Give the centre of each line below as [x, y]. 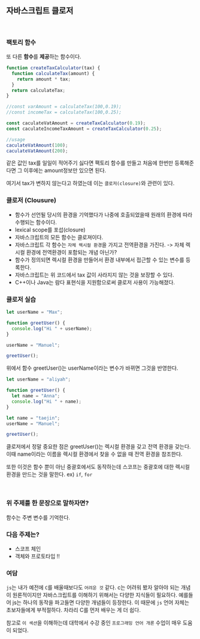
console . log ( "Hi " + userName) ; [52, 329]
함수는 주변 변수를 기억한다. [38, 517]
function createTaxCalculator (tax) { [53, 68]
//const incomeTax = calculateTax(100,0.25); [64, 112]
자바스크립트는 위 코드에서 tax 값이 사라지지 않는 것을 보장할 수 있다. [94, 275]
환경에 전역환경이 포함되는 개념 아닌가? [72, 252]
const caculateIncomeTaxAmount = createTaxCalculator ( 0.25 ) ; [84, 129]
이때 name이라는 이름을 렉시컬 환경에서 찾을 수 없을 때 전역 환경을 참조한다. [94, 454]
